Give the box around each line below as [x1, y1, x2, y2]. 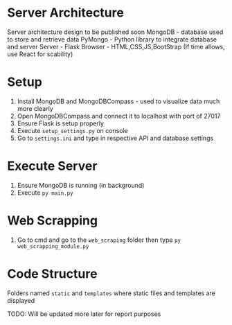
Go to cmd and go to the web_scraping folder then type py [17, 236, 181, 244]
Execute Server [7, 158, 98, 174]
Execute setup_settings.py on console [17, 126, 128, 134]
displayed [7, 296, 35, 304]
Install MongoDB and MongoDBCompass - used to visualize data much [17, 97, 220, 105]
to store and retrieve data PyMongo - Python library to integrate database [7, 35, 217, 43]
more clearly [17, 104, 53, 112]
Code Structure [7, 265, 98, 281]
